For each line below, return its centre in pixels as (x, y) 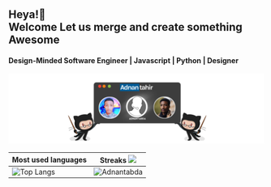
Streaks (114, 160)
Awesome (34, 40)
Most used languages (49, 159)
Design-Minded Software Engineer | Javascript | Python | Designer (124, 60)
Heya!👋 (27, 15)
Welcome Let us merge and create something (126, 27)
